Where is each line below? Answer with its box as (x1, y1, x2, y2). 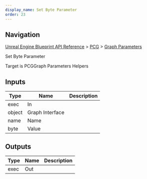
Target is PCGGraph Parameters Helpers (5, 63, 88, 69)
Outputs (5, 142, 31, 150)
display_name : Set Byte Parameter (5, 7, 77, 12)
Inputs (5, 77, 26, 86)
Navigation (5, 30, 40, 39)
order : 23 (5, 12, 26, 17)
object (7, 109, 22, 116)
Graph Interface (27, 109, 65, 116)
